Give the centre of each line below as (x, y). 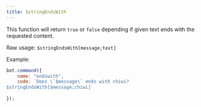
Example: (18, 59)
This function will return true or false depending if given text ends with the (100, 29)
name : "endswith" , (41, 76)
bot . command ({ (24, 71)
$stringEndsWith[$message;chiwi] (49, 88)
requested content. (30, 36)
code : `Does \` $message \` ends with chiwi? (73, 82)
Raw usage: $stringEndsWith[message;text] (62, 47)
